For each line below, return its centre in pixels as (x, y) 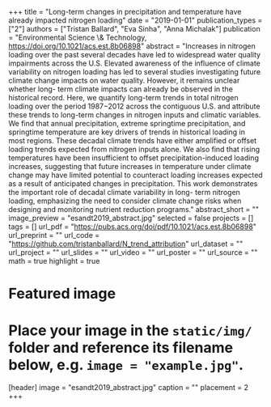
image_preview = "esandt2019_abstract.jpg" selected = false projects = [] (131, 218)
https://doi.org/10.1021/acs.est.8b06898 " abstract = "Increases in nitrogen (132, 46)
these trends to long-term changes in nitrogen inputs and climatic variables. (135, 115)
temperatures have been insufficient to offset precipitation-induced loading (133, 158)
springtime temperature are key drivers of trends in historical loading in (127, 132)
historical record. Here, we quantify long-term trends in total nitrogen (123, 98)
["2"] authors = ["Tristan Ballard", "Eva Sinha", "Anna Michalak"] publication (134, 29)
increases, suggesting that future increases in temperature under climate (130, 166)
